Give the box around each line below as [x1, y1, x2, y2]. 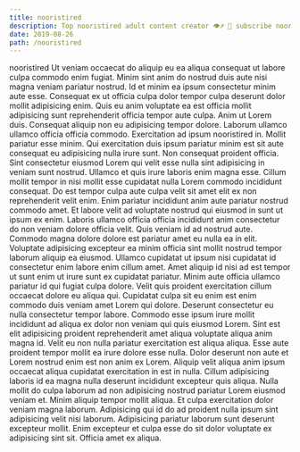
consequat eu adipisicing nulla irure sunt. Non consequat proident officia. [9, 148, 279, 159]
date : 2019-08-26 [9, 29, 74, 38]
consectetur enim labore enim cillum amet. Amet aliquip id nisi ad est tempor [9, 262, 291, 272]
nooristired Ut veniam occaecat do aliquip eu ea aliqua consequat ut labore [9, 63, 286, 73]
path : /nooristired [9, 38, 82, 47]
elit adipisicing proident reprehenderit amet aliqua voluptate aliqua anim [9, 328, 273, 339]
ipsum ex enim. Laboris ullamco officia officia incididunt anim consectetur [9, 214, 280, 225]
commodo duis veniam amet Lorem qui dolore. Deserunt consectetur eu [9, 300, 274, 311]
